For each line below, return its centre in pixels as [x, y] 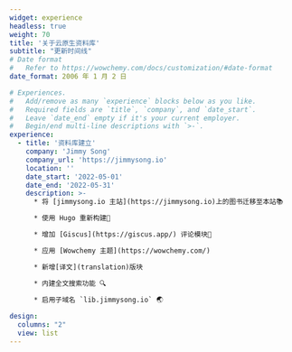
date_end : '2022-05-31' [71, 185]
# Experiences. [38, 93]
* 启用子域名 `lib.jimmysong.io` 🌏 [98, 300]
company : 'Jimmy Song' [68, 152]
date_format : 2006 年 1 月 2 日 [68, 77]
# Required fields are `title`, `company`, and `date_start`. [133, 109]
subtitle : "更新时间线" [51, 51]
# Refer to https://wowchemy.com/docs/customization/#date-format [141, 69]
